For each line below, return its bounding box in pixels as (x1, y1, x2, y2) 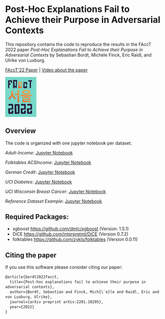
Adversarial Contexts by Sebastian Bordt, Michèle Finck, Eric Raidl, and (5, 51, 152, 58)
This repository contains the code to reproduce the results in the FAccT (5, 41, 152, 47)
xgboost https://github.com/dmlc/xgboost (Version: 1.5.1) (12, 226, 129, 232)
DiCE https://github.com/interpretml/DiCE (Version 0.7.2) (12, 231, 129, 237)
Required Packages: (5, 212, 69, 221)
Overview (5, 126, 36, 135)
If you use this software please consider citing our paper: (5, 264, 123, 270)
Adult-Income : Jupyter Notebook (5, 149, 73, 155)
